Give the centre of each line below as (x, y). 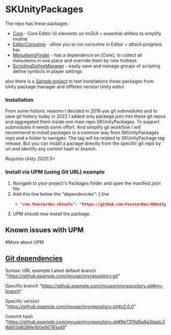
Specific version (22, 301)
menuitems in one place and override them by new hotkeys (75, 60)
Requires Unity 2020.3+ (30, 159)
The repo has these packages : (38, 23)
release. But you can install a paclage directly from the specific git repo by (83, 143)
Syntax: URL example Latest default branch (51, 271)
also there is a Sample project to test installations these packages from (79, 81)
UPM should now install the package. (51, 214)
